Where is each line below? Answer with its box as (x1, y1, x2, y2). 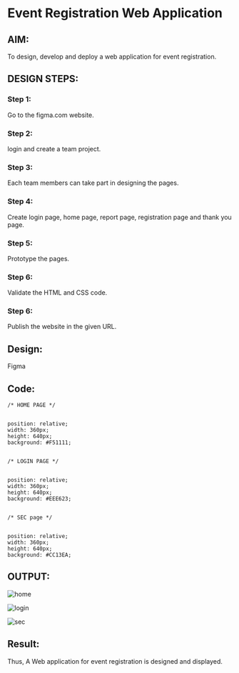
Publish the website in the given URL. (7, 323, 117, 331)
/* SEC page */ (7, 514, 53, 522)
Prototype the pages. (7, 254, 70, 263)
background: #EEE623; (7, 495, 72, 502)
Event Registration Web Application (7, 5, 223, 21)
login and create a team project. (7, 144, 101, 153)
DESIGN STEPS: (7, 73, 79, 85)
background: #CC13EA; (7, 552, 72, 559)
